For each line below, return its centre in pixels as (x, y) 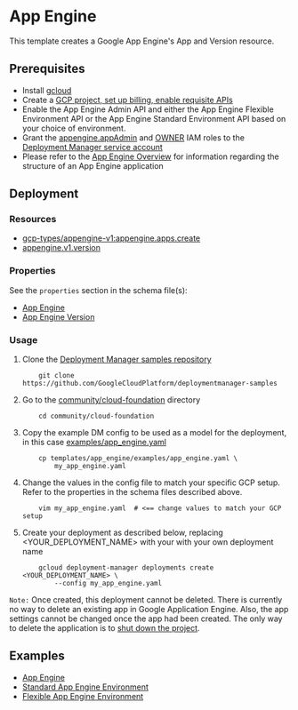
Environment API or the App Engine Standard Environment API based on (154, 118)
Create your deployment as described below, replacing (123, 533)
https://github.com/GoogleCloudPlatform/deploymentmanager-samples (149, 384)
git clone (56, 376)
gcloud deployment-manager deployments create (126, 568)
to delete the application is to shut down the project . (105, 628)
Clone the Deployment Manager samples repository (117, 359)
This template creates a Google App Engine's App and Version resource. (142, 41)
